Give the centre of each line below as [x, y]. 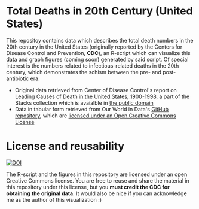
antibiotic [18, 78]
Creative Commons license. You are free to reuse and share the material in [98, 180]
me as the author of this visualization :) [54, 199]
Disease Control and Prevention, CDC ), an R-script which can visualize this [99, 53]
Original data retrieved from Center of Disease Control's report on [96, 90]
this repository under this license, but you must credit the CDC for [88, 187]
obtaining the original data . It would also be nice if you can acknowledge [97, 193]
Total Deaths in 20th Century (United [99, 11]
